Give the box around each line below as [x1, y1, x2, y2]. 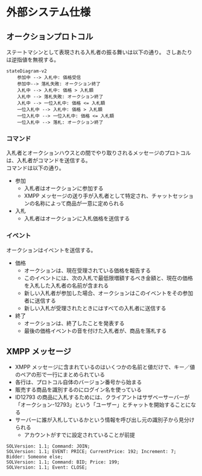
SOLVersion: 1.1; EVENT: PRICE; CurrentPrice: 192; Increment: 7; [6, 449, 177, 455]
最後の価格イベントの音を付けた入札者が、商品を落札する [24, 327, 167, 334]
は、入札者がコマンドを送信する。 [6, 157, 91, 164]
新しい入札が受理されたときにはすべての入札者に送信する [24, 304, 167, 311]
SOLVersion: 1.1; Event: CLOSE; [6, 465, 87, 471]
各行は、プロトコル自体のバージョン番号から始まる [14, 378, 142, 386]
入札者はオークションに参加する [24, 185, 104, 192]
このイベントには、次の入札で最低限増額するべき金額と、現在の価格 [24, 274, 194, 281]
